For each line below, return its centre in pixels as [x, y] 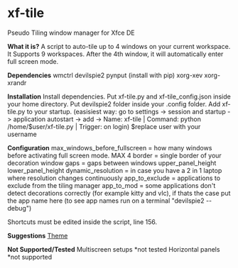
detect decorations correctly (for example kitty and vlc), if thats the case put [119, 193]
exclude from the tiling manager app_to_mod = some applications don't [112, 185]
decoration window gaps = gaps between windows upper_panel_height [112, 163]
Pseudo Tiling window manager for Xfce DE [71, 33]
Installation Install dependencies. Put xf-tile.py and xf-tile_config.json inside [119, 96]
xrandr [17, 82]
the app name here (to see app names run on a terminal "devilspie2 [106, 201]
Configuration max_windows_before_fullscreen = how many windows [110, 147]
